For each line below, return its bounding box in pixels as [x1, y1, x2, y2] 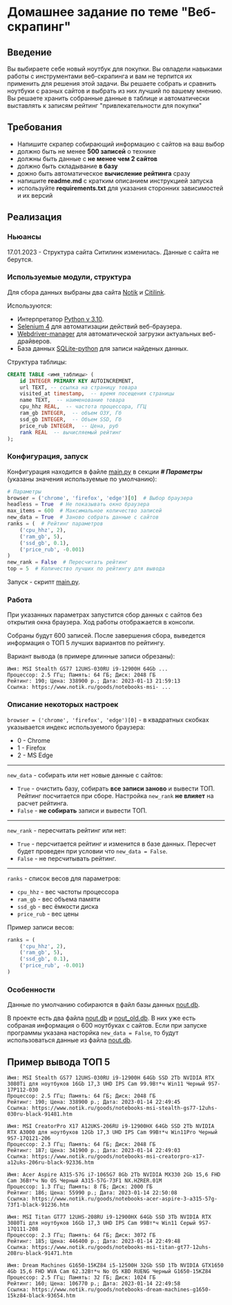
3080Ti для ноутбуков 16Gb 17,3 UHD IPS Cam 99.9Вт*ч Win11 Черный [7, 1080, 206, 1088]
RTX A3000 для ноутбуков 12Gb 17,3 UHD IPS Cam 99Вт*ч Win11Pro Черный [7, 1129, 217, 1136]
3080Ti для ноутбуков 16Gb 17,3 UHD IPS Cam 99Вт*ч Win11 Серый [7, 1220, 196, 1227]
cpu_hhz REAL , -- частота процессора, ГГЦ [19, 403, 147, 410]
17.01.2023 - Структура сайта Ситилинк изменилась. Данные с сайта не [7, 248, 220, 256]
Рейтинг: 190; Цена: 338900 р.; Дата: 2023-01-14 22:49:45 [7, 1099, 181, 1106]
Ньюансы [7, 232, 41, 242]
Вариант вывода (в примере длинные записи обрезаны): [7, 652, 175, 660]
